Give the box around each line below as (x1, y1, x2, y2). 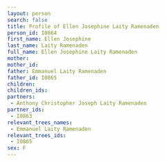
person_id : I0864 (7, 29, 57, 37)
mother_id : (7, 61, 39, 68)
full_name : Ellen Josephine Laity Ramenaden (7, 49, 138, 56)
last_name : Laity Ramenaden (7, 42, 89, 49)
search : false (7, 17, 48, 23)
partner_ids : (7, 106, 45, 113)
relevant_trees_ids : (7, 132, 67, 139)
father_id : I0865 (7, 74, 57, 81)
